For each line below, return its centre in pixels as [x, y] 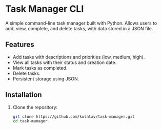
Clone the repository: [35, 107]
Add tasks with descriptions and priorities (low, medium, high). [79, 57]
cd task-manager [30, 121]
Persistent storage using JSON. [46, 79]
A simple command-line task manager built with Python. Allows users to [81, 23]
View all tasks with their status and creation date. [65, 62]
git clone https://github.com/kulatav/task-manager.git [74, 116]
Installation [24, 95]
